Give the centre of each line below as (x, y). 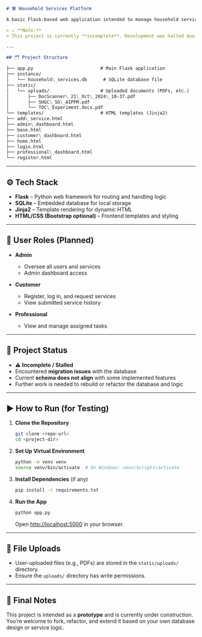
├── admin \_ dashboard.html (40, 124)
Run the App (31, 501)
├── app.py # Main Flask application (86, 69)
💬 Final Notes (32, 600)
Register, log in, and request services (70, 296)
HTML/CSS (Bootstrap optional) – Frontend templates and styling (96, 216)
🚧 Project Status (37, 351)
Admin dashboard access (56, 273)
